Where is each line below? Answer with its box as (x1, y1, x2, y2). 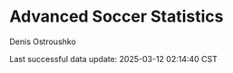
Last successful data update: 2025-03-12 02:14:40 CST (9, 53, 218, 64)
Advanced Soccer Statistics (9, 6, 224, 27)
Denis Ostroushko (9, 36, 77, 47)
